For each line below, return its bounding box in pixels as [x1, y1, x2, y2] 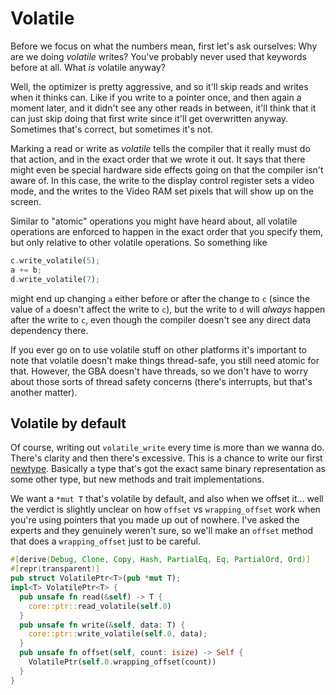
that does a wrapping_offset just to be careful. [10, 535, 201, 547]
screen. [10, 195, 42, 207]
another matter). [10, 386, 78, 398]
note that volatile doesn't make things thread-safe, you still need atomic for [10, 354, 320, 366]
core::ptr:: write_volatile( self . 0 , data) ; [28, 629, 208, 639]
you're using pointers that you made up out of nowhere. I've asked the [10, 514, 300, 526]
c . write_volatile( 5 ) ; [10, 255, 101, 266]
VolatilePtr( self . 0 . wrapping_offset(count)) [28, 657, 217, 667]
